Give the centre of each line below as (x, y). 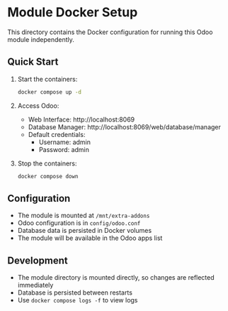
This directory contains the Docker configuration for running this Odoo (110, 32)
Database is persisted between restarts (75, 293)
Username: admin (64, 142)
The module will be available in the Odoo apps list (90, 238)
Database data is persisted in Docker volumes (85, 231)
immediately (35, 285)
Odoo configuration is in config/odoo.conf (79, 223)
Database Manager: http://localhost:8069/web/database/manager (125, 127)
